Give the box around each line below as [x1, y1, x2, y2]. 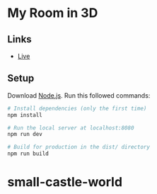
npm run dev [7, 131, 42, 138]
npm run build [7, 150, 50, 157]
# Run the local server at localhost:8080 [7, 124, 134, 132]
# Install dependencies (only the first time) [7, 105, 147, 112]
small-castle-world [7, 174, 122, 190]
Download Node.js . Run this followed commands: [7, 91, 151, 100]
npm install [7, 111, 42, 118]
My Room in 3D [7, 5, 98, 21]
